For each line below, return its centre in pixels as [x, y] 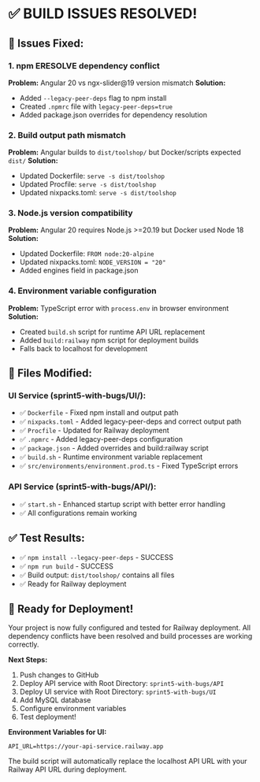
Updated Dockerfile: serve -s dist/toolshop [92, 176]
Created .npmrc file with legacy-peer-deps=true [96, 106]
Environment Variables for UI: [58, 732]
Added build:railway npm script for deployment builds [109, 340]
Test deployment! [48, 717]
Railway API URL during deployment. [68, 769]
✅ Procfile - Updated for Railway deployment [94, 431]
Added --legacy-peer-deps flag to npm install [93, 98]
